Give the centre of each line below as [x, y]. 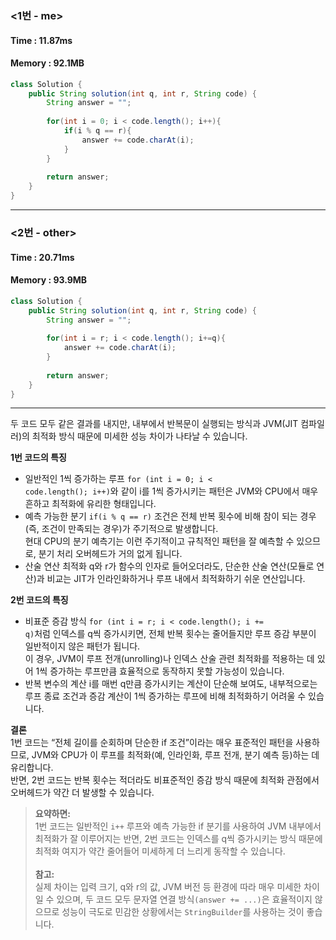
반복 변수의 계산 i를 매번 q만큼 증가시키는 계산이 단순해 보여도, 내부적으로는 [171, 684]
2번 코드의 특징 [39, 600]
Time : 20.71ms [42, 257]
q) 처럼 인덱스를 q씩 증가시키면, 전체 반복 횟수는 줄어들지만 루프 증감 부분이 [170, 634]
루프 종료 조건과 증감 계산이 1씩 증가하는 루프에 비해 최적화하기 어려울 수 [165, 696]
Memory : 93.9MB [49, 280]
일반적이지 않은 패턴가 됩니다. [82, 646]
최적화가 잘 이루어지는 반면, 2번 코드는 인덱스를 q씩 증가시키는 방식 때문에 [178, 839]
